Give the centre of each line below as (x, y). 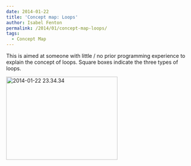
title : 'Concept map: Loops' (42, 17)
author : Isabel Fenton (34, 22)
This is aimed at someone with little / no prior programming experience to (96, 56)
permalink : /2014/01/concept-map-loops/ (57, 28)
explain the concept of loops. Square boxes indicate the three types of (92, 62)
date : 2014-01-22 (28, 12)
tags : (13, 34)
